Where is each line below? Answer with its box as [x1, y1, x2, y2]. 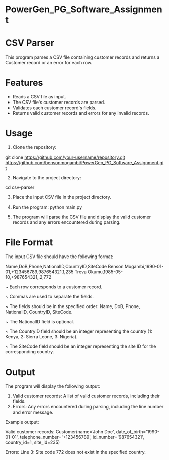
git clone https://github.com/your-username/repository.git [5, 154, 126, 160]
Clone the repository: [12, 144, 57, 150]
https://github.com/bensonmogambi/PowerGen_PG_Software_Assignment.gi [5, 160, 164, 165]
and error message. [12, 409, 54, 415]
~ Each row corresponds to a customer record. [5, 284, 102, 290]
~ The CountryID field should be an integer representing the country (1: [5, 328, 152, 334]
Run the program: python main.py [12, 204, 82, 210]
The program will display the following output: [5, 383, 101, 389]
